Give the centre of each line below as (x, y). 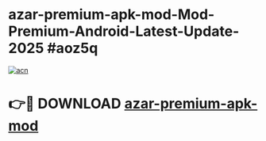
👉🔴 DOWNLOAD (65, 104)
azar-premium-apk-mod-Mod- (112, 15)
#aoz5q (73, 48)
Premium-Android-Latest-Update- (124, 31)
